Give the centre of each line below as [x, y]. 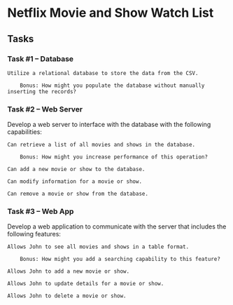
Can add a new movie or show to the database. [76, 170]
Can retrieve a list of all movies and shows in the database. [101, 145]
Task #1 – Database [41, 59]
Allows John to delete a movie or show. [67, 296]
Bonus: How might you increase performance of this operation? [114, 157]
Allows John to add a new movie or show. [69, 271]
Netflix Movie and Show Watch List [111, 13]
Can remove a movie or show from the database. [78, 194]
